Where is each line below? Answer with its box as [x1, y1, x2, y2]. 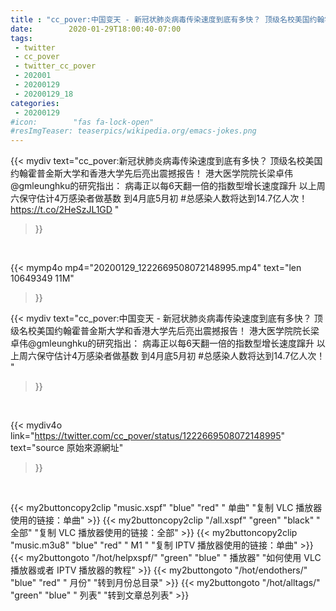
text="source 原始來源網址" [10, 442, 124, 454]
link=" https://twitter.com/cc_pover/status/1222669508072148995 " [10, 430, 286, 442]
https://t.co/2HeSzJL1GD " [10, 204, 120, 216]
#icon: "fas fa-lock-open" [10, 117, 155, 127]
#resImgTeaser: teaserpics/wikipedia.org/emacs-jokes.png [10, 126, 257, 136]
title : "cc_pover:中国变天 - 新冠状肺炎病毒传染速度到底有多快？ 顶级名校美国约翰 [10, 14, 325, 25]
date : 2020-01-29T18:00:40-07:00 [10, 24, 182, 34]
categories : [10, 98, 60, 108]
